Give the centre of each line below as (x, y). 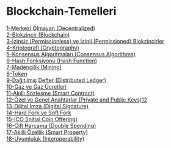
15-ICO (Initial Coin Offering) (42, 119)
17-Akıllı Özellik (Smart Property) (47, 132)
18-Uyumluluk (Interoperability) (45, 138)
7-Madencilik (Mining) (34, 67)
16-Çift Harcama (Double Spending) (51, 125)
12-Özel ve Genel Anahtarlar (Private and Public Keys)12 (77, 100)
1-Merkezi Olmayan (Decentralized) (51, 28)
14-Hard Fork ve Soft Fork (39, 113)
